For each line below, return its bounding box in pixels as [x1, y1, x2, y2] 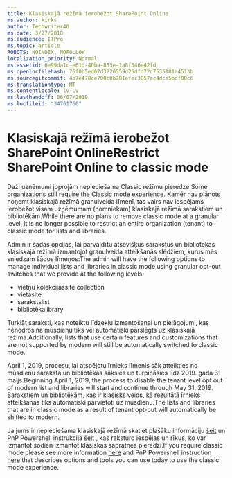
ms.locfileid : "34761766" [7, 100, 82, 107]
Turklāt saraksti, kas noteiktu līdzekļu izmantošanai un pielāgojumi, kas [7, 318, 209, 326]
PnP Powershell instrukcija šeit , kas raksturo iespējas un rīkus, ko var [7, 434, 206, 442]
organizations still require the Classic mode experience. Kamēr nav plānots [7, 190, 221, 198]
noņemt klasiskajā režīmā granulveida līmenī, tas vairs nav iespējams [7, 197, 204, 205]
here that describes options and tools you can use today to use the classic [7, 455, 220, 464]
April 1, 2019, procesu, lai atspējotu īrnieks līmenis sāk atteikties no [7, 361, 198, 369]
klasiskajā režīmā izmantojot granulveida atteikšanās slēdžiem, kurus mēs [7, 247, 217, 256]
